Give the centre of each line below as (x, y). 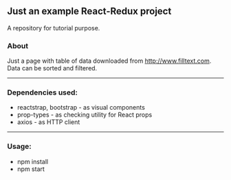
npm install (33, 161)
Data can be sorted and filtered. (52, 68)
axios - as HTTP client (48, 122)
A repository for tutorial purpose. (54, 28)
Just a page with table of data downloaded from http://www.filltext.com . (109, 61)
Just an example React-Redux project (89, 11)
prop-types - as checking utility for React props (85, 115)
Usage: (20, 146)
